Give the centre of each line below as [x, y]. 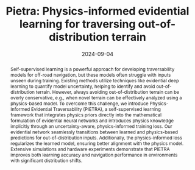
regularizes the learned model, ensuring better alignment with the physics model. [97, 143]
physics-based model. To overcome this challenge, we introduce [79, 103]
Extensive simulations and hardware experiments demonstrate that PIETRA [90, 149]
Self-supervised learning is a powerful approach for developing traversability [92, 69]
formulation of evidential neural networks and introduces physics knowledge [92, 120]
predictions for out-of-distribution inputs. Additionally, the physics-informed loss [96, 137]
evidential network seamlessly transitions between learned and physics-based [94, 132]
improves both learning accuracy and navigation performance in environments [94, 154]
